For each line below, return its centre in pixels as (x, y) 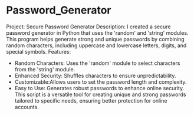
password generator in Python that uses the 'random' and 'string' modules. (97, 32)
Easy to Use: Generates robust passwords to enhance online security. (99, 88)
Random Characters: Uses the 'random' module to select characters (97, 63)
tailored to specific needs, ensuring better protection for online (91, 100)
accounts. (27, 107)
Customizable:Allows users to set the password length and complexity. (101, 82)
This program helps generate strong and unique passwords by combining (95, 39)
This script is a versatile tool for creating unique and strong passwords (100, 94)
